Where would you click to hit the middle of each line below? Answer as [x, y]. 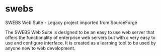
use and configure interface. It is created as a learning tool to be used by [80, 42]
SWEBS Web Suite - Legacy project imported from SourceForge [71, 22]
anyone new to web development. [40, 48]
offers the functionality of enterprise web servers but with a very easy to [80, 37]
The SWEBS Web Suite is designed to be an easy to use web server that [80, 32]
